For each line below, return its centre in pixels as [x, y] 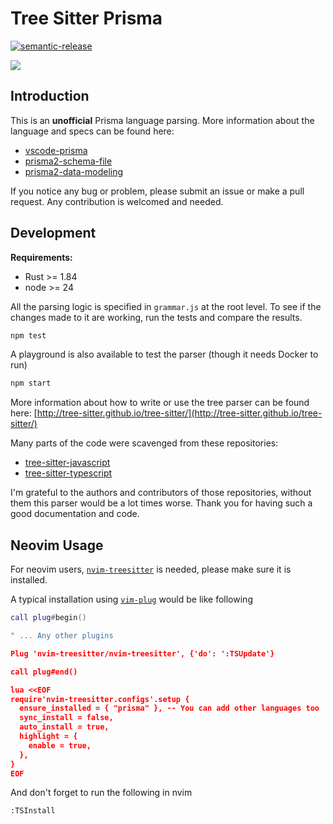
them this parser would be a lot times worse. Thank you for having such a [161, 503]
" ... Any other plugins [62, 636]
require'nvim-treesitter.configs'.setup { [100, 699]
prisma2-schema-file [68, 161]
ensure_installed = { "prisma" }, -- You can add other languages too [169, 708]
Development [53, 233]
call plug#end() [44, 672]
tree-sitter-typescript [68, 473]
